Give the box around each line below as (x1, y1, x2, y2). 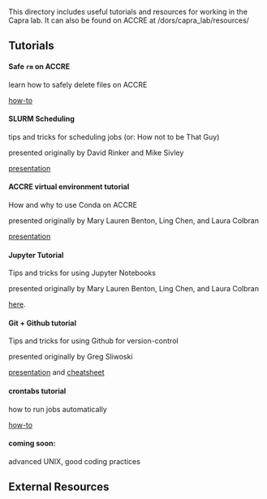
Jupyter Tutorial (8, 250, 64, 260)
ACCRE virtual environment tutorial (8, 182, 130, 191)
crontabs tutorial (8, 386, 67, 396)
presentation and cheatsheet (8, 368, 105, 377)
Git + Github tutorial (8, 318, 77, 328)
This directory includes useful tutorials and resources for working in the (8, 7, 248, 16)
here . (8, 299, 26, 309)
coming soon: (8, 438, 56, 449)
